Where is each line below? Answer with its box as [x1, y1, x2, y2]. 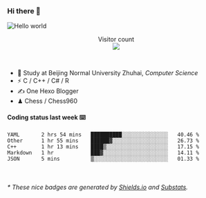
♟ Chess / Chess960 [17, 97, 78, 106]
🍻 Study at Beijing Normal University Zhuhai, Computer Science [17, 69, 198, 77]
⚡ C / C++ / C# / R [17, 77, 69, 85]
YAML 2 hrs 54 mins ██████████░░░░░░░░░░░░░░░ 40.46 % [7, 131, 199, 138]
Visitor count [97, 35, 135, 43]
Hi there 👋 [7, 6, 41, 16]
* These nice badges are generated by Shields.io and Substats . [7, 183, 188, 192]
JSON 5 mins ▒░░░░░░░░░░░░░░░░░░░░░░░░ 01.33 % [7, 155, 199, 162]
